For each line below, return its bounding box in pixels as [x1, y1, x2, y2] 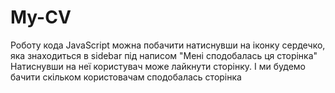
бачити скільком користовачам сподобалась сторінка [10, 71, 242, 83]
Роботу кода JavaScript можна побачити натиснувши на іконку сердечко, [10, 39, 326, 51]
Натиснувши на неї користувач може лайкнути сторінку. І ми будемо [10, 60, 306, 72]
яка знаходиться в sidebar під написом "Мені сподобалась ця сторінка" [10, 49, 318, 61]
